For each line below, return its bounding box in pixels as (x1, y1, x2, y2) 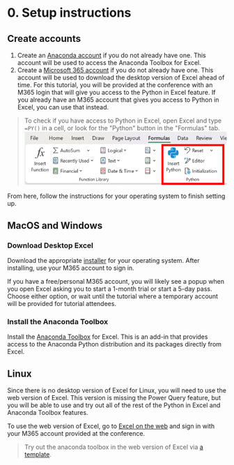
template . (24, 450, 52, 459)
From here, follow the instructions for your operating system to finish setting (7, 192, 226, 200)
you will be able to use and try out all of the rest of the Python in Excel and (7, 401, 221, 409)
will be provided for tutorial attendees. (7, 300, 117, 308)
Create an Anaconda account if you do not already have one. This (17, 51, 207, 59)
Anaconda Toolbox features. (7, 409, 88, 417)
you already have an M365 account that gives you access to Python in (17, 96, 219, 104)
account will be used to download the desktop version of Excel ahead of (17, 73, 225, 82)
